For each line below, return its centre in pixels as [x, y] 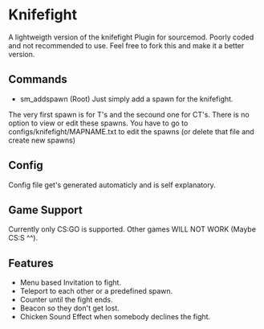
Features [31, 263]
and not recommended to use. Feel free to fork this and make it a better [126, 45]
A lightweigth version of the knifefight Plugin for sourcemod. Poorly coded [131, 37]
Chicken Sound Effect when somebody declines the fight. [115, 317]
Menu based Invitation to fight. [71, 282]
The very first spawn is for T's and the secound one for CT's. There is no [129, 114]
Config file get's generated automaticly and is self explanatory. [112, 185]
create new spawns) [42, 140]
